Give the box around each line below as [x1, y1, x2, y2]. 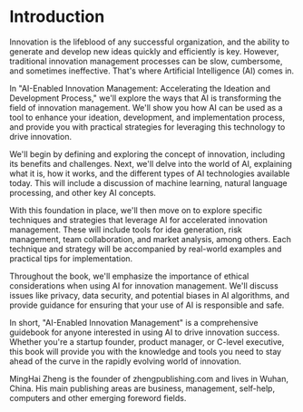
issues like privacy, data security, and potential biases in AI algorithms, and [9, 289, 290, 300]
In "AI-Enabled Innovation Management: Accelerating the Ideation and [9, 83, 270, 93]
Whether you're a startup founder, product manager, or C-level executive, [9, 336, 285, 347]
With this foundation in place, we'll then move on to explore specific [9, 204, 263, 215]
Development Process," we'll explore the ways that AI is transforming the [9, 93, 282, 103]
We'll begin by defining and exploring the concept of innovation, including [9, 148, 286, 160]
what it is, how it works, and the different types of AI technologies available [9, 168, 290, 179]
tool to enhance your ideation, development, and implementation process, [9, 112, 286, 123]
